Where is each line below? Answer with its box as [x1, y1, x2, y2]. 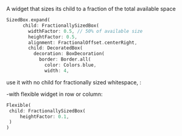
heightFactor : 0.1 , [19, 114, 69, 120]
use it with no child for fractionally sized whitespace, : [6, 78, 142, 86]
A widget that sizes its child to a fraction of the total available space [6, 5, 176, 12]
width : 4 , [44, 67, 69, 73]
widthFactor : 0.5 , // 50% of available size [28, 28, 143, 34]
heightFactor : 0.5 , [28, 33, 78, 40]
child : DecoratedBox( [28, 45, 83, 51]
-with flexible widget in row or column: [6, 90, 103, 98]
